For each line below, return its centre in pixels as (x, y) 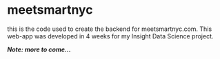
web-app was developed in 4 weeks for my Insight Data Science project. (110, 36)
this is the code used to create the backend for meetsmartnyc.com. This (110, 29)
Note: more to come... (39, 49)
